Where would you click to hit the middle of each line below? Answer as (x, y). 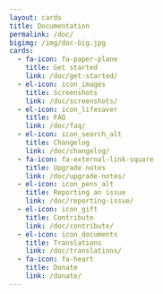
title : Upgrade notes (65, 168)
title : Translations (64, 243)
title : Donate (51, 268)
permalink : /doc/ (42, 34)
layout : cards (36, 17)
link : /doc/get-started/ (72, 76)
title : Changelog (58, 143)
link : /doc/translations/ (74, 251)
